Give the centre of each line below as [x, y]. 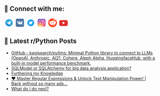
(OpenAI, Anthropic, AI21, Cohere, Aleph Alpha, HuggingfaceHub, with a [83, 58]
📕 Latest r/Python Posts [40, 41]
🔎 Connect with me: [34, 9]
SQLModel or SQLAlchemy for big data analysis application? [71, 68]
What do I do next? [30, 89]
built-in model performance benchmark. [51, 63]
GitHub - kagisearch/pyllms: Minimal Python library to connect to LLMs [82, 53]
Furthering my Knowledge [37, 73]
